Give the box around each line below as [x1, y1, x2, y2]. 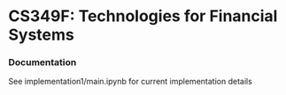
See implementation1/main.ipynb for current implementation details [8, 77, 253, 87]
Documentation [8, 56, 77, 69]
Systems [8, 25, 74, 45]
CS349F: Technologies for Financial [8, 6, 278, 26]
